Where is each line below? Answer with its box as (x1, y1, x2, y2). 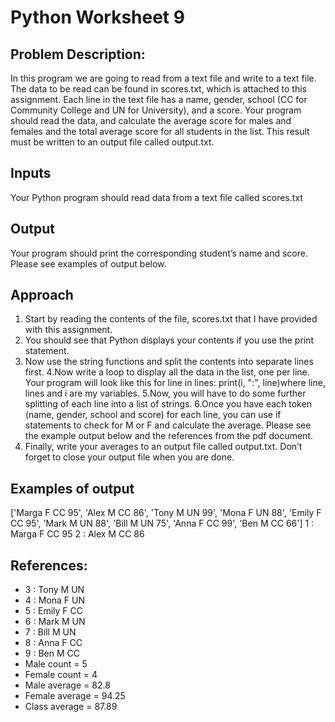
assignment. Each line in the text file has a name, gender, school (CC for (10, 94, 308, 105)
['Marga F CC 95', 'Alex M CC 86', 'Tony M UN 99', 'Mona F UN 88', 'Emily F (10, 507, 322, 519)
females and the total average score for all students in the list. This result (10, 126, 310, 137)
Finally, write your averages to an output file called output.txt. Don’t (24, 441, 303, 453)
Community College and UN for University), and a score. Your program (10, 104, 302, 116)
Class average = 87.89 (24, 701, 118, 713)
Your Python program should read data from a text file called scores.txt (10, 191, 303, 203)
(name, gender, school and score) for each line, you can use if (24, 409, 282, 421)
